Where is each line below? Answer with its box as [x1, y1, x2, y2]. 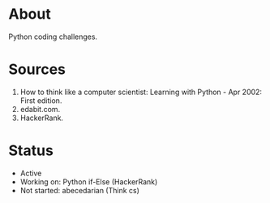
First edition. [19, 95, 62, 106]
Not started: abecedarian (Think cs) [19, 185, 140, 195]
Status [8, 141, 54, 160]
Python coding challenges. [8, 32, 98, 41]
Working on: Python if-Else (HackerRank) [19, 176, 158, 187]
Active [19, 168, 42, 178]
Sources [8, 60, 66, 79]
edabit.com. [19, 104, 61, 114]
